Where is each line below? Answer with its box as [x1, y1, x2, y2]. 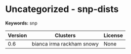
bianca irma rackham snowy [32, 40, 99, 47]
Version [8, 31, 27, 38]
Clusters [55, 31, 76, 38]
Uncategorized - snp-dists [5, 3, 119, 15]
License [103, 31, 123, 38]
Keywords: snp [5, 20, 38, 26]
